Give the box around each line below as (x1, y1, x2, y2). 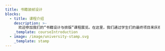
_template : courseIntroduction (14, 30, 78, 34)
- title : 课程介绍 (9, 16, 44, 21)
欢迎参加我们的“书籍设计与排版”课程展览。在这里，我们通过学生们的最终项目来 (18, 25, 155, 30)
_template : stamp (14, 39, 50, 44)
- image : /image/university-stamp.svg (9, 34, 89, 39)
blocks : (5, 12, 21, 17)
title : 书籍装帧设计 (5, 7, 43, 12)
